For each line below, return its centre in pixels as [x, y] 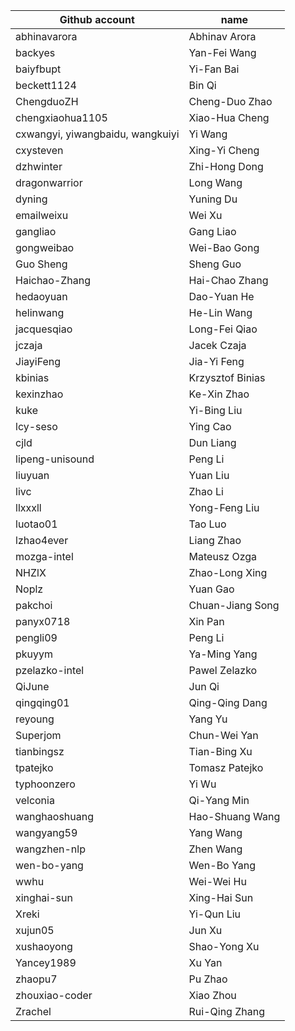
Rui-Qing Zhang [226, 1011]
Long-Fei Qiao [223, 329]
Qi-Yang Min [219, 800]
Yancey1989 [46, 962]
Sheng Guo [215, 264]
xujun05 [35, 930]
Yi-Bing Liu [215, 410]
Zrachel [33, 1011]
